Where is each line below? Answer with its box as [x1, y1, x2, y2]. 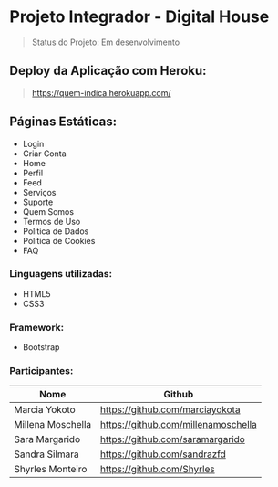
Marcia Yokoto [14, 404, 76, 417]
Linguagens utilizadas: [9, 268, 112, 281]
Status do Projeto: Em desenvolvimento [31, 37, 180, 48]
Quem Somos [22, 206, 75, 217]
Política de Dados [22, 226, 89, 237]
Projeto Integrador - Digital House [9, 6, 270, 27]
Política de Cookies [22, 235, 96, 246]
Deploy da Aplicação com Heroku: [9, 63, 207, 79]
